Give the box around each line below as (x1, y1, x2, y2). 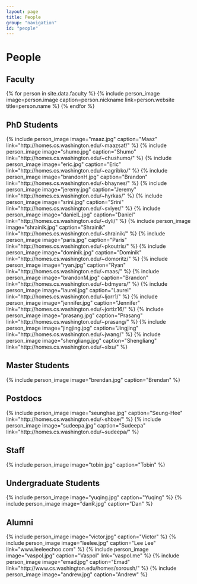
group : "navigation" (6, 20, 58, 25)
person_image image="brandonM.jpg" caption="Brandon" (6, 274, 149, 282)
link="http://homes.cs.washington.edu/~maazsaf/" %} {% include (6, 142, 167, 149)
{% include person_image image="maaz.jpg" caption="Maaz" (6, 136, 158, 143)
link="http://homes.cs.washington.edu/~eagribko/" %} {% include (6, 167, 168, 174)
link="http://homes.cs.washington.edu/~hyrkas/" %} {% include (6, 192, 163, 199)
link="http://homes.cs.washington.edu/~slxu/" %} (6, 343, 128, 350)
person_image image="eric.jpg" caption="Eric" (6, 161, 122, 168)
